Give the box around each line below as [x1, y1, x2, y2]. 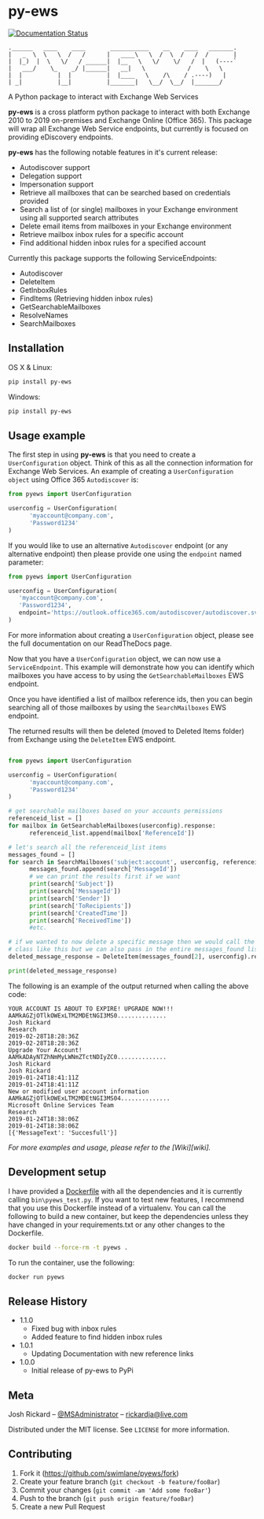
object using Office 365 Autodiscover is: [8, 475, 139, 484]
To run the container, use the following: [8, 1258, 135, 1267]
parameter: [8, 558, 45, 567]
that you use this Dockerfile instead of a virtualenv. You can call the [8, 1203, 226, 1213]
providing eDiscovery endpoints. [8, 132, 114, 142]
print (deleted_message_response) [8, 967, 118, 975]
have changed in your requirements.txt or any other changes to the [8, 1220, 225, 1229]
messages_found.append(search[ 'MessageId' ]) [28, 865, 178, 873]
